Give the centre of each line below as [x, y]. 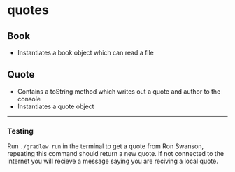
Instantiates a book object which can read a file [85, 52]
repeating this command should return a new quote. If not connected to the [116, 154]
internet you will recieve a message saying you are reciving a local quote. [113, 161]
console [29, 99]
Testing [20, 131]
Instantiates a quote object [56, 106]
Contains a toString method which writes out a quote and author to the [119, 91]
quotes [28, 10]
